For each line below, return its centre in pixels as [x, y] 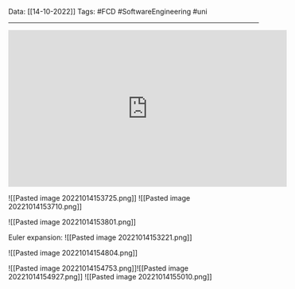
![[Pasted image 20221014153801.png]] [72, 222]
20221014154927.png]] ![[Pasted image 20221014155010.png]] [110, 277]
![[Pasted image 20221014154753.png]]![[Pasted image [99, 268]
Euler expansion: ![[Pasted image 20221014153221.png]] [100, 237]
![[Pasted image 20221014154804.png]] [73, 253]
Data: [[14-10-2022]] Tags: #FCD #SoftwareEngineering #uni [108, 12]
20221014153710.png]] [45, 207]
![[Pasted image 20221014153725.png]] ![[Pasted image [99, 198]
